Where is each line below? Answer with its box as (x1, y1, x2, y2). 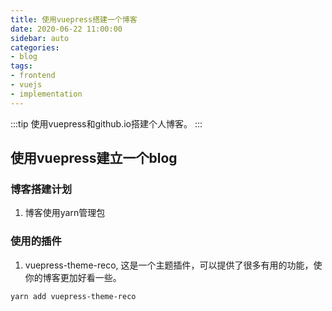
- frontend (10, 71, 56, 81)
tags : (10, 61, 33, 71)
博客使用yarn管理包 (24, 207, 106, 219)
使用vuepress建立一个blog (10, 150, 178, 167)
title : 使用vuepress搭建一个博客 (10, 14, 138, 25)
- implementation (10, 89, 83, 99)
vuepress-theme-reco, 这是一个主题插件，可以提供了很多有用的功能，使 (24, 259, 323, 271)
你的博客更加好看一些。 (24, 271, 122, 283)
